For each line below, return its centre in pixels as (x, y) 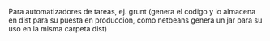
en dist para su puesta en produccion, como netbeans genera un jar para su (135, 20)
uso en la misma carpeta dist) (58, 29)
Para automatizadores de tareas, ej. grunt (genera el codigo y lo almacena (132, 12)
